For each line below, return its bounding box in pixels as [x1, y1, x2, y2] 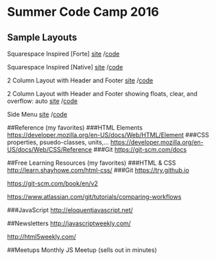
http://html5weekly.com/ [7, 233, 77, 240]
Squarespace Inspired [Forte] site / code [7, 49, 120, 58]
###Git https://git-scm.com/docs [93, 146, 187, 153]
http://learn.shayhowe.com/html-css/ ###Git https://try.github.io [7, 166, 190, 174]
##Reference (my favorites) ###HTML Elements [7, 124, 143, 131]
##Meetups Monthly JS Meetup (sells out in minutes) [7, 246, 158, 254]
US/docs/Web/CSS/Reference [7, 146, 93, 153]
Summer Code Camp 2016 [7, 4, 160, 20]
